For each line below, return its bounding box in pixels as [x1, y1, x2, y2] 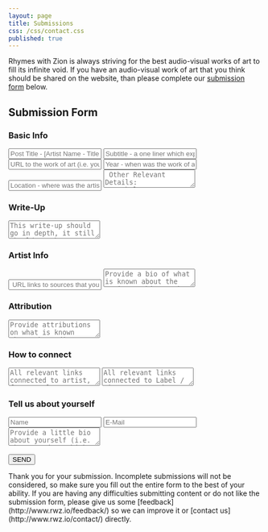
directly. [104, 514, 132, 524]
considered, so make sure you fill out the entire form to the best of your [8, 480, 245, 490]
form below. [8, 82, 48, 92]
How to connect [8, 348, 72, 360]
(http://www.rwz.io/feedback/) [8, 505, 110, 516]
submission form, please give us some [8, 497, 136, 507]
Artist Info [8, 250, 49, 261]
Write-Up [8, 202, 46, 213]
